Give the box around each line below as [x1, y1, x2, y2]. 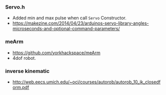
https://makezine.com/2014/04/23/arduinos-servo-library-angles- [12, 20, 149, 26]
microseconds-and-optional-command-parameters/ [12, 26, 120, 32]
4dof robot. [12, 55, 36, 61]
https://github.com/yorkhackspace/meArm [12, 49, 101, 56]
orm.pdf [12, 84, 29, 90]
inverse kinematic [5, 67, 50, 74]
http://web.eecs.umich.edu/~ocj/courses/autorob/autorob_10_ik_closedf [12, 79, 161, 85]
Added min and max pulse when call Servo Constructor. [12, 15, 126, 21]
